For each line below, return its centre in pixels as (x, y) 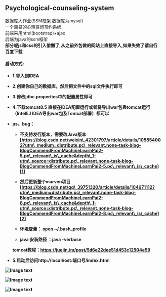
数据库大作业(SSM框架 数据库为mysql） (45, 21)
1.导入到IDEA (26, 76)
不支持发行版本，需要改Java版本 (53, 134)
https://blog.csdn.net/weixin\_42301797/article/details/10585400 (91, 140)
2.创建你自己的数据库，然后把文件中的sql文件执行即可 (67, 86)
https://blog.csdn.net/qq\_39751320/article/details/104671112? (88, 187)
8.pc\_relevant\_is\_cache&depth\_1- (58, 203)
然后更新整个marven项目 (45, 182)
